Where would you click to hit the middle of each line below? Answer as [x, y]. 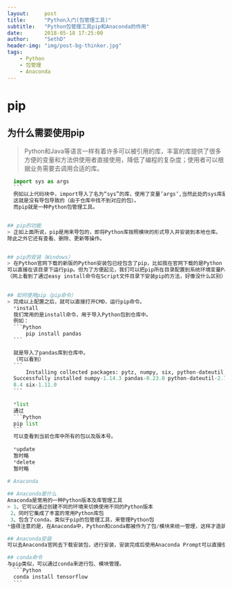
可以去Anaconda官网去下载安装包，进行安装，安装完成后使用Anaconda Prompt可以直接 [115, 545]
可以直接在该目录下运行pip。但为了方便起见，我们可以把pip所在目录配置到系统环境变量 [114, 270]
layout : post [32, 13]
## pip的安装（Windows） [40, 257]
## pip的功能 [24, 226]
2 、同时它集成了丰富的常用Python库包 [57, 513]
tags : [15, 53]
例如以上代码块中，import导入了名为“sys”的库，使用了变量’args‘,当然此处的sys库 [118, 194]
